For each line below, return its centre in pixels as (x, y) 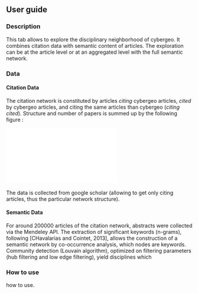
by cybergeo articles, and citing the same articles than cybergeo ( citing (93, 107)
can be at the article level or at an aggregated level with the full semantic (95, 52)
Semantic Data (25, 213)
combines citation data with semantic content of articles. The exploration (95, 45)
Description (23, 27)
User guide (27, 10)
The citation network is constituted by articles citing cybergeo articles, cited (99, 100)
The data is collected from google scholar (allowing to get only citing (90, 193)
